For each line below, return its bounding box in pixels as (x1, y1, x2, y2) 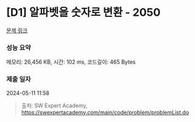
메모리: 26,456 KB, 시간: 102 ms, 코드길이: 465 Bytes (6, 58, 136, 66)
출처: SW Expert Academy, (21, 101, 88, 109)
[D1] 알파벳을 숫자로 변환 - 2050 (6, 5, 161, 19)
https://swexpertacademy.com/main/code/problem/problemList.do (21, 109, 190, 116)
